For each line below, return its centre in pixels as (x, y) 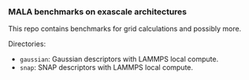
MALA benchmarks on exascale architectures (98, 12)
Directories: (27, 44)
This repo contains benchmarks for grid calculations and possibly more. (125, 29)
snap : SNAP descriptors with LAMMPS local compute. (106, 67)
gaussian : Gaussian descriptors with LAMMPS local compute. (119, 59)
